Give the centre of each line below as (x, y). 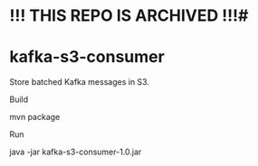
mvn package (35, 117)
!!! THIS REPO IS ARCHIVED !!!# (129, 16)
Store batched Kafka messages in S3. (79, 82)
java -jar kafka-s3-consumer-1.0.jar (76, 152)
